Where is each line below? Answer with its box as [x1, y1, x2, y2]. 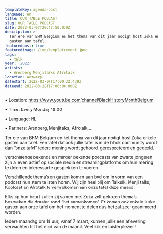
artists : [5, 66, 23, 71]
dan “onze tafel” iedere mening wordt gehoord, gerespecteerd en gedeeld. [5, 145, 154, 151]
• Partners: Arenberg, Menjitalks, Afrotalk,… [5, 125, 93, 131]
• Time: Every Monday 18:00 [5, 106, 62, 112]
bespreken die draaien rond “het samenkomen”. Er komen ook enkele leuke [5, 199, 155, 204]
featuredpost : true [5, 43, 45, 48]
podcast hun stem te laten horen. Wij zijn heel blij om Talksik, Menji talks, [5, 179, 151, 185]
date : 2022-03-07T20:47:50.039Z [5, 25, 70, 30]
